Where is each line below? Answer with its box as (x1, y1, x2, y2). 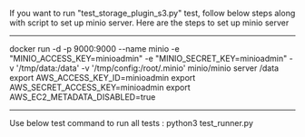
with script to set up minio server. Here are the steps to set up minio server (9, 17, 290, 28)
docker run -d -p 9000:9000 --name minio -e (9, 44, 180, 54)
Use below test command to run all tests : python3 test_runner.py (9, 118, 254, 128)
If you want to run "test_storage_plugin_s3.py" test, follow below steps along (9, 8, 296, 18)
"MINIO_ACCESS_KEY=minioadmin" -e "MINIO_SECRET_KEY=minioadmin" (9, 54, 288, 64)
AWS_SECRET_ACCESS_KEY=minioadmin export (9, 82, 191, 93)
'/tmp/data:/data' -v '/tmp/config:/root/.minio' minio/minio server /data (15, 63, 280, 73)
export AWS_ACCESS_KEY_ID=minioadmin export (9, 73, 196, 83)
